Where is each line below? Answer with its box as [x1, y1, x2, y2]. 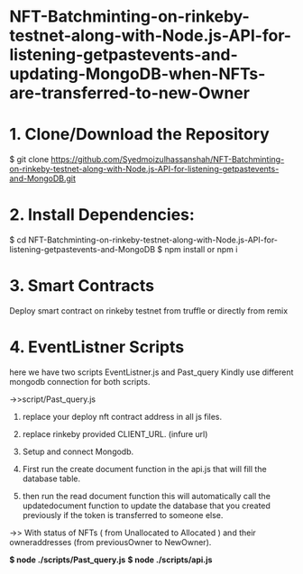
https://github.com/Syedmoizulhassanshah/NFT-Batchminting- [50, 154, 285, 165]
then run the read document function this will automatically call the [22, 490, 271, 501]
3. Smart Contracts [9, 276, 155, 296]
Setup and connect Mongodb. [22, 446, 134, 457]
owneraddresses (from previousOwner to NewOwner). [9, 536, 212, 547]
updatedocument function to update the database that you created [22, 500, 271, 511]
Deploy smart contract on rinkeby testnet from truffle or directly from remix [9, 305, 289, 316]
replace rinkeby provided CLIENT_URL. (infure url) [22, 428, 208, 439]
